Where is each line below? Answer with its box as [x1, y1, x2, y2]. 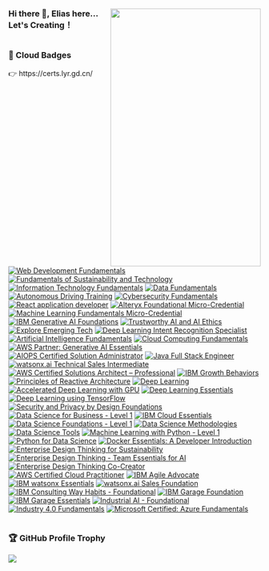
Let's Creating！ [8, 20, 74, 31]
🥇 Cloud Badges [8, 50, 72, 61]
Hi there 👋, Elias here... [8, 8, 98, 19]
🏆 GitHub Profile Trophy [8, 533, 106, 544]
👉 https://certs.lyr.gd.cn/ [8, 68, 94, 78]
